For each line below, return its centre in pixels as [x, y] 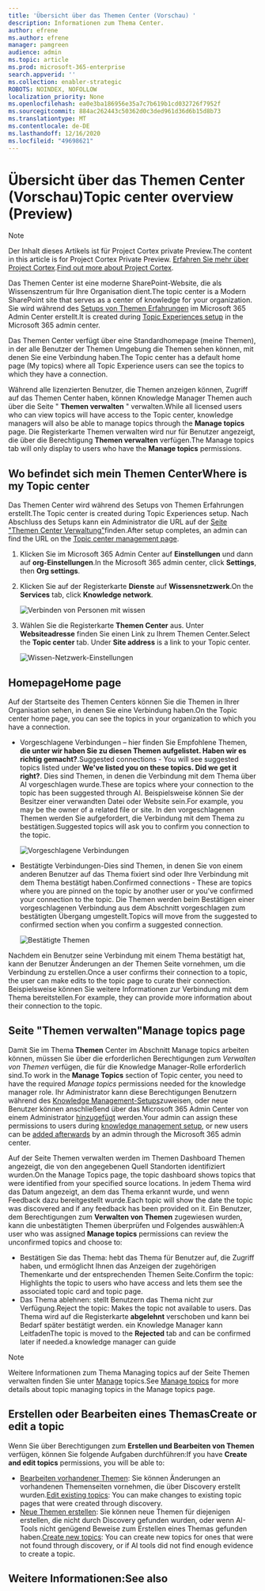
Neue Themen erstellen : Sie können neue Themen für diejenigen [125, 1512]
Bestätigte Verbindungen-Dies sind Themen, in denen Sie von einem [131, 866]
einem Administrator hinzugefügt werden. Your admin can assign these [123, 1117]
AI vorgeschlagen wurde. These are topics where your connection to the [136, 785]
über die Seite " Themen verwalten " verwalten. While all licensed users [125, 407]
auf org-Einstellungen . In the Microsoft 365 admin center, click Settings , [138, 563]
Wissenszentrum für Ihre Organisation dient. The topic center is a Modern [127, 292]
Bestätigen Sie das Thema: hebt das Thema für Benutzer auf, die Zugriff [137, 1257]
